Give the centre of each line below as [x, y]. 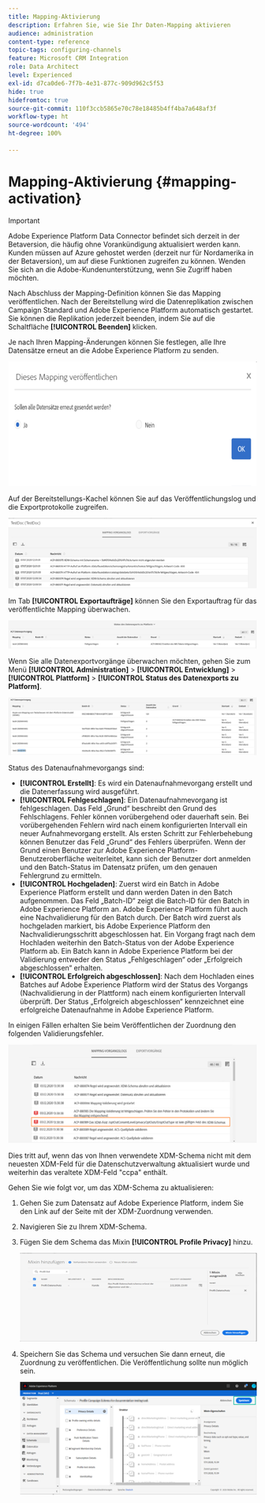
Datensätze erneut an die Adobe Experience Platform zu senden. [114, 350]
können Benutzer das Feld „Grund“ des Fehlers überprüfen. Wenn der [132, 842]
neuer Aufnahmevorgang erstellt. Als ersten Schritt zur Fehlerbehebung [136, 833]
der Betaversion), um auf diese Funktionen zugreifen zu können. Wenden [127, 261]
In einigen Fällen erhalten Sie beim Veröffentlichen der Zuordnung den [122, 1025]
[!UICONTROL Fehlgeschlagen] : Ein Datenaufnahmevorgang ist [123, 800]
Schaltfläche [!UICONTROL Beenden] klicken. [83, 326]
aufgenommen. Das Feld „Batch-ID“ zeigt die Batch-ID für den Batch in [134, 900]
